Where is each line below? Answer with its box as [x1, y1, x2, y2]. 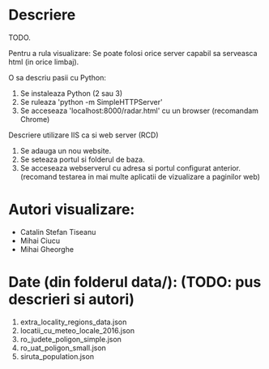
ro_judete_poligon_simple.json [19, 334, 122, 344]
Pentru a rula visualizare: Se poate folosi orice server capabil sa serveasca [8, 48, 258, 58]
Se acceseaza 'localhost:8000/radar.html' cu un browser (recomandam [19, 106, 259, 115]
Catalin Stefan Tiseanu [19, 227, 96, 237]
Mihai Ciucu [19, 236, 61, 245]
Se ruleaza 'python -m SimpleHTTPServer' [19, 97, 164, 106]
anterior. [212, 163, 241, 172]
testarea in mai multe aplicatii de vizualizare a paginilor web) [58, 171, 261, 181]
